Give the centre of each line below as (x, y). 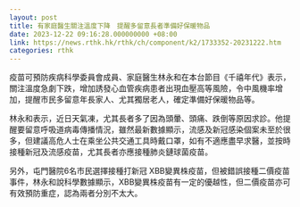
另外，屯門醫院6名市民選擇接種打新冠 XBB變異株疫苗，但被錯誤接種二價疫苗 (150, 171)
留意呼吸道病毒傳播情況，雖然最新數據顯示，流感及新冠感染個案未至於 (154, 129)
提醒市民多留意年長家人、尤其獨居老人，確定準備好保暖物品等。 (142, 100)
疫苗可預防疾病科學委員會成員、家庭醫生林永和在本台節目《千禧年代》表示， (150, 78)
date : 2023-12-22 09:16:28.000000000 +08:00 (93, 34)
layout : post (33, 17)
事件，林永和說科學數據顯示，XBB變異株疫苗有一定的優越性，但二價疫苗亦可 (150, 182)
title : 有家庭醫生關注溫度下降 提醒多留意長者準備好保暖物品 (110, 26)
